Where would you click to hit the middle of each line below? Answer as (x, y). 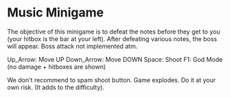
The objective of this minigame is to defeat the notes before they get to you (114, 32)
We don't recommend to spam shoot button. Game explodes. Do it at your (112, 79)
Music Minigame (56, 13)
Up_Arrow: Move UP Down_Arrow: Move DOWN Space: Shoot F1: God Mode (115, 59)
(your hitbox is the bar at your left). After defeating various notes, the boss (112, 38)
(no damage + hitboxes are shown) (57, 66)
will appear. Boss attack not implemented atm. (72, 46)
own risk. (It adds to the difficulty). (56, 87)
